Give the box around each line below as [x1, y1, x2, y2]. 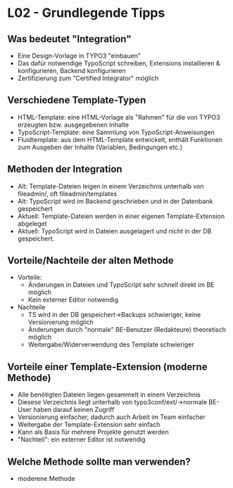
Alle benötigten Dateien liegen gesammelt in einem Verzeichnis [17, 390, 201, 399]
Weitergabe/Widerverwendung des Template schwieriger [27, 340, 195, 349]
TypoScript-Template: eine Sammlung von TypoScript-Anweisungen [17, 128, 215, 136]
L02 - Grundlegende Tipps [7, 5, 165, 21]
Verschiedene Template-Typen [7, 94, 146, 106]
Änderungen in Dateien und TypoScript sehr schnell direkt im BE [27, 281, 215, 289]
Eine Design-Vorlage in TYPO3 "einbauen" [17, 51, 141, 60]
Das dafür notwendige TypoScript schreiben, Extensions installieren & [17, 59, 220, 68]
